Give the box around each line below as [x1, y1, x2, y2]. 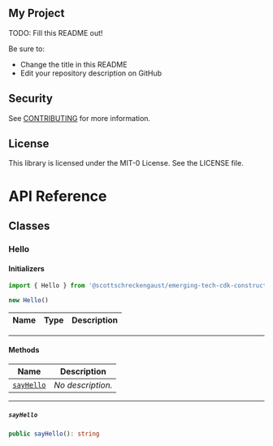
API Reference [8, 187, 107, 206]
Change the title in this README [19, 59, 128, 69]
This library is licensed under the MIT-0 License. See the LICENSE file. [8, 158, 244, 168]
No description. [54, 379, 113, 391]
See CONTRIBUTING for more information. [8, 113, 151, 123]
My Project [8, 6, 65, 20]
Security [8, 92, 53, 106]
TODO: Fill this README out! [8, 28, 103, 37]
